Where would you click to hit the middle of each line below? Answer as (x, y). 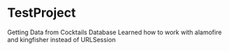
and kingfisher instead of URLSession (62, 39)
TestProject (42, 13)
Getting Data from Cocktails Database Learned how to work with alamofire (114, 32)
